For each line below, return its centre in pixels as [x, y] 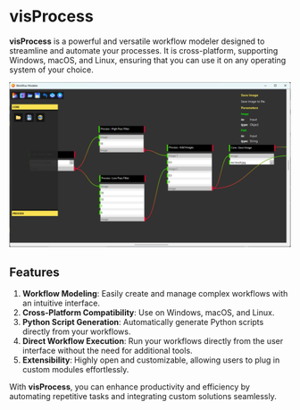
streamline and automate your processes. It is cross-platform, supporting [144, 50]
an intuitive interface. [61, 303]
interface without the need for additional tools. [108, 351]
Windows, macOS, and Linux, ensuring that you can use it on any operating [148, 60]
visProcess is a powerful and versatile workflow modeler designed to [137, 41]
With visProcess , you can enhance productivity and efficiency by [129, 387]
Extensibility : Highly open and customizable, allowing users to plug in [151, 360]
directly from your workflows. [76, 331]
